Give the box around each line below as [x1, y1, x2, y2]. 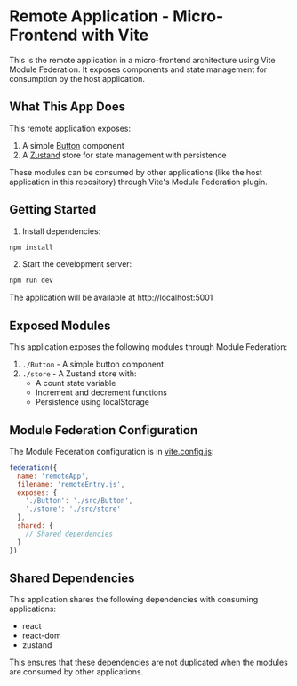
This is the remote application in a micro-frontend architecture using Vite [9, 54, 276, 65]
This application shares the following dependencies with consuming [9, 594, 259, 605]
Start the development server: [21, 259, 132, 270]
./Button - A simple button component [21, 359, 165, 370]
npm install [9, 243, 53, 252]
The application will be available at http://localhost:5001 [9, 292, 213, 303]
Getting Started [9, 202, 97, 217]
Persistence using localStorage [35, 397, 149, 408]
